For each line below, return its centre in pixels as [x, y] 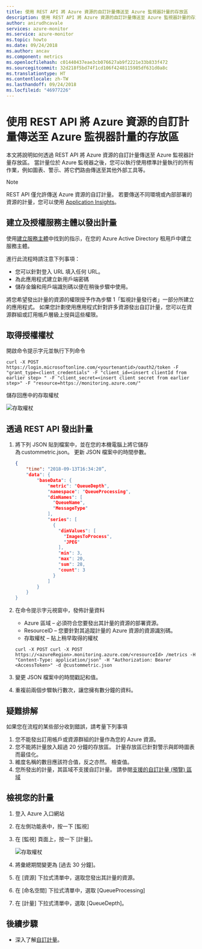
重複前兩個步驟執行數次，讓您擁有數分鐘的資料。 [75, 690]
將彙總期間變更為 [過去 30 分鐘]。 [57, 865]
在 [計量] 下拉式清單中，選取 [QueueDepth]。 [71, 903]
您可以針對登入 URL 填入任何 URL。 [59, 271]
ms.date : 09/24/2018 [32, 46]
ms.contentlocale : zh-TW [37, 79]
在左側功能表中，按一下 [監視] [52, 826]
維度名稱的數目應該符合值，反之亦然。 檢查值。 [74, 762]
